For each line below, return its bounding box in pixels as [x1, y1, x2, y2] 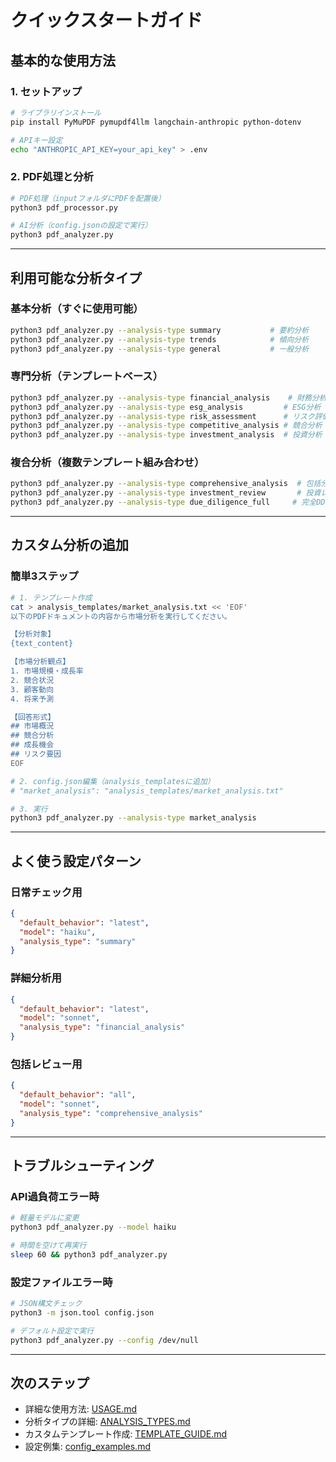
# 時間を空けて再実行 [10, 1241, 87, 1251]
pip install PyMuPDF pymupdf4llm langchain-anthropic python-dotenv [10, 117, 302, 127]
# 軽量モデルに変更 [10, 1213, 80, 1223]
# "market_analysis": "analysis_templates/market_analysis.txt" [10, 786, 284, 796]
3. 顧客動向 [10, 684, 55, 695]
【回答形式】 [10, 712, 56, 722]
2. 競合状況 [10, 675, 55, 685]
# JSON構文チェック [10, 1299, 83, 1309]
